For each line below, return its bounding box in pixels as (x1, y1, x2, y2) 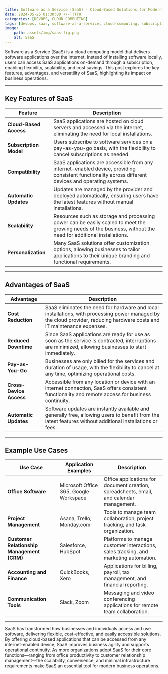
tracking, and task (104, 521, 146, 528)
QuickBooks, (59, 569, 90, 576)
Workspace (59, 494, 87, 501)
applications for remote (104, 602, 158, 609)
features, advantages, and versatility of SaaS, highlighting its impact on (5, 70, 152, 76)
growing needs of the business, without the (53, 225, 155, 232)
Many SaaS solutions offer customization (53, 239, 150, 246)
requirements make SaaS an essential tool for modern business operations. (5, 663, 160, 669)
